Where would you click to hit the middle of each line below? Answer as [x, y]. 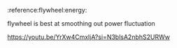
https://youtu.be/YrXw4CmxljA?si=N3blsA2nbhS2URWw [88, 37]
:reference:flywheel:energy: [47, 10]
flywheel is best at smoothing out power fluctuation [81, 23]
